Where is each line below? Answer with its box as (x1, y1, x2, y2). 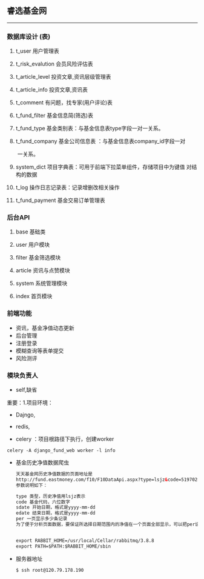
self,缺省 (15, 386, 38, 393)
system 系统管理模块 (15, 279, 68, 287)
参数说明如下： (15, 482, 48, 488)
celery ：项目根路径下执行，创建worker (15, 435, 114, 443)
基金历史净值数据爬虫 (15, 459, 69, 466)
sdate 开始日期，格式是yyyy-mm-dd (15, 504, 96, 510)
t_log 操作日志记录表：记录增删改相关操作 (15, 184, 120, 191)
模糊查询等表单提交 (15, 347, 64, 354)
